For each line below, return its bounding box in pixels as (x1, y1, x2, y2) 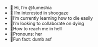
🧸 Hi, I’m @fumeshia (9, 5, 52, 10)
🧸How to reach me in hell (9, 26, 62, 32)
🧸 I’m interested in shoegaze (9, 10, 69, 16)
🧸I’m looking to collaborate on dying (9, 20, 84, 26)
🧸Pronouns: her (9, 31, 42, 37)
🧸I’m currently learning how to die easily (9, 15, 93, 21)
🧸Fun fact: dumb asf (9, 36, 52, 42)
